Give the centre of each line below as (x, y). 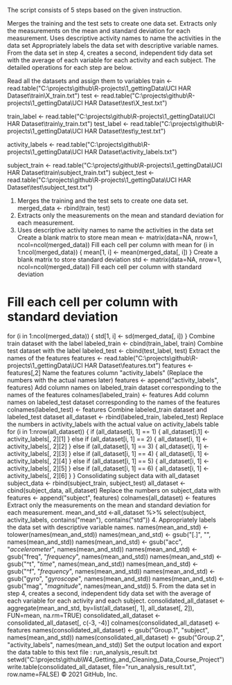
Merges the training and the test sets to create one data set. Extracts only (112, 23)
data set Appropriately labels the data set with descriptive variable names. (113, 45)
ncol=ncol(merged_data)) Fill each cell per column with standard (109, 267)
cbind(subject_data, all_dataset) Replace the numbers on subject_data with (114, 490)
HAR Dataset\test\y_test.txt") (125, 131)
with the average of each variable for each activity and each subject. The (111, 60)
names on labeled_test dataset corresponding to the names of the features (114, 402)
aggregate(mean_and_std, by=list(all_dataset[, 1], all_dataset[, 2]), (101, 608)
